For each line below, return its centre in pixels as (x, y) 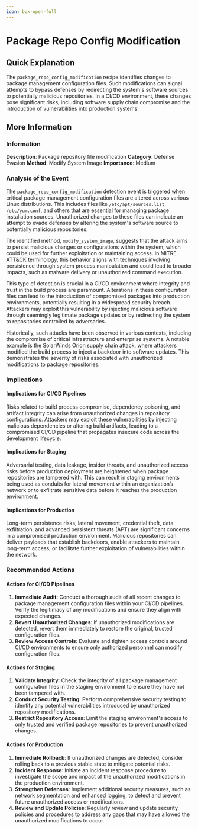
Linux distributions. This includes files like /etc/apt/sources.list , (86, 204)
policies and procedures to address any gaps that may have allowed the (102, 814)
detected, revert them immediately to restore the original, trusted (93, 629)
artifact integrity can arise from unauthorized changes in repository (88, 413)
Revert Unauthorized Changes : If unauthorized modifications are (94, 622)
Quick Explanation (40, 63)
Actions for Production (35, 744)
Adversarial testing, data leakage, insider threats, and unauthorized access (97, 465)
